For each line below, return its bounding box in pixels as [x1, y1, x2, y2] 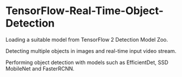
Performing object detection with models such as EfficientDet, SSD [5, 59, 169, 66]
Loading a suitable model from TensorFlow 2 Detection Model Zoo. [5, 36, 168, 43]
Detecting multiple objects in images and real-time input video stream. [5, 47, 177, 54]
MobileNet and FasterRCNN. [5, 65, 75, 72]
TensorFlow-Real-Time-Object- [5, 4, 164, 18]
